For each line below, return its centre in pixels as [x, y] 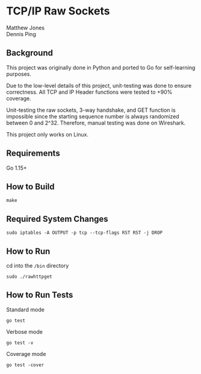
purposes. [19, 74]
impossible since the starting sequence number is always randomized [93, 116]
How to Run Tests [40, 295]
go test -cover [25, 365]
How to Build [31, 187]
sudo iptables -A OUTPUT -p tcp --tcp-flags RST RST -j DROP [85, 233]
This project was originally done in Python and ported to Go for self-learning [101, 67]
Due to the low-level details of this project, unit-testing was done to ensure [99, 85]
